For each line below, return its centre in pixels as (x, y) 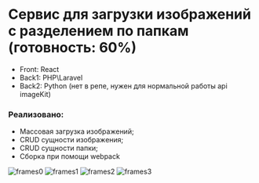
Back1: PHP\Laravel (51, 77)
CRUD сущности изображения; (71, 140)
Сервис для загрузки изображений (129, 14)
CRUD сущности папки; (58, 148)
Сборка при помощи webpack (69, 156)
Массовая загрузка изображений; (77, 131)
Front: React (39, 69)
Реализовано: (36, 114)
